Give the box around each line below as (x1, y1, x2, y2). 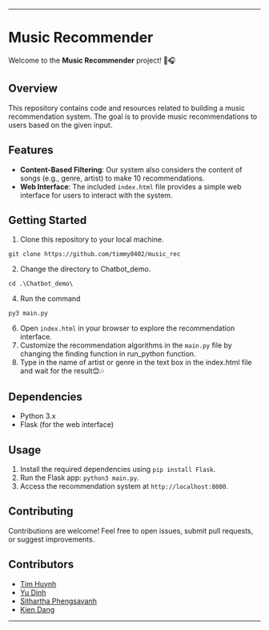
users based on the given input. (8, 120, 113, 129)
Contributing (8, 505, 74, 518)
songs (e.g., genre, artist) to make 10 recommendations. (19, 173, 205, 183)
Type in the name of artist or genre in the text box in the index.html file (19, 358, 252, 368)
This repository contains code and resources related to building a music (8, 103, 246, 112)
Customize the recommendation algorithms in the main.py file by (19, 340, 232, 350)
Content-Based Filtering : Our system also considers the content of (19, 165, 243, 174)
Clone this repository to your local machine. (19, 234, 164, 245)
